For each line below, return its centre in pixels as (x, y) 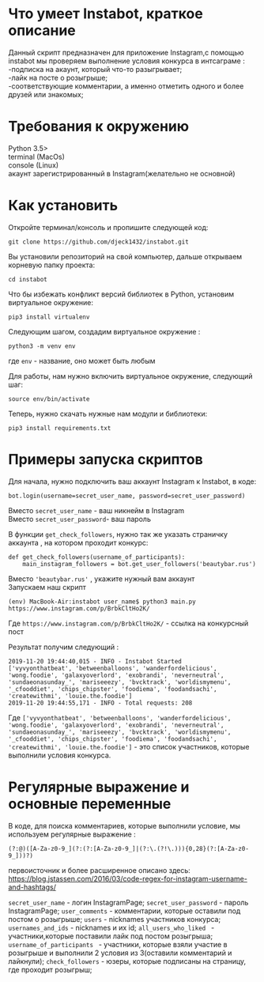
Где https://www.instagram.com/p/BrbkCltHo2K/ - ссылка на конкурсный (128, 623)
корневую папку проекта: (52, 265)
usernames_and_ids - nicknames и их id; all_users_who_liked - (111, 927)
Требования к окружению (99, 127)
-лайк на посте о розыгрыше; (58, 77)
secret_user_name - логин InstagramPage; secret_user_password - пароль (128, 902)
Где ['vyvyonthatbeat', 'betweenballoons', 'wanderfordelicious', (120, 717)
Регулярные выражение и (99, 787)
